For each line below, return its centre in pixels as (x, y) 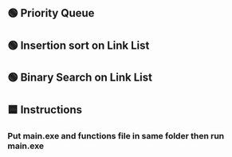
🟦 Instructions (45, 110)
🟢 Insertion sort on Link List (79, 45)
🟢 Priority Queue (51, 13)
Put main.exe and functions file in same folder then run (116, 136)
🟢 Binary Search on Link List (80, 78)
